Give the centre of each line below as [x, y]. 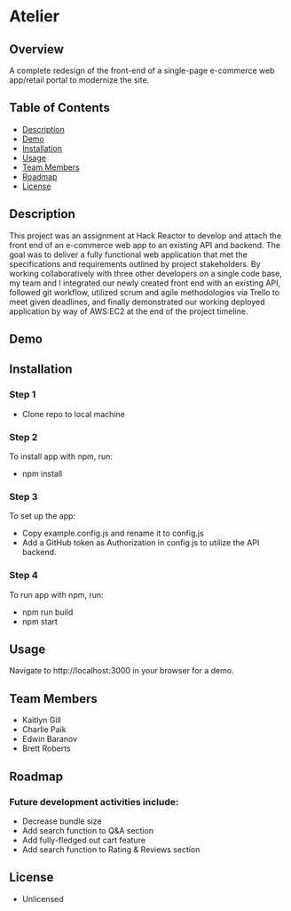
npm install [42, 474]
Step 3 [24, 496]
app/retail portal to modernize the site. [79, 80]
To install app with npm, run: [61, 456]
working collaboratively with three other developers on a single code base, [145, 273]
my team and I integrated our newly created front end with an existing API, [145, 283]
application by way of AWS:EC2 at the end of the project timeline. [129, 311]
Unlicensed [43, 899]
